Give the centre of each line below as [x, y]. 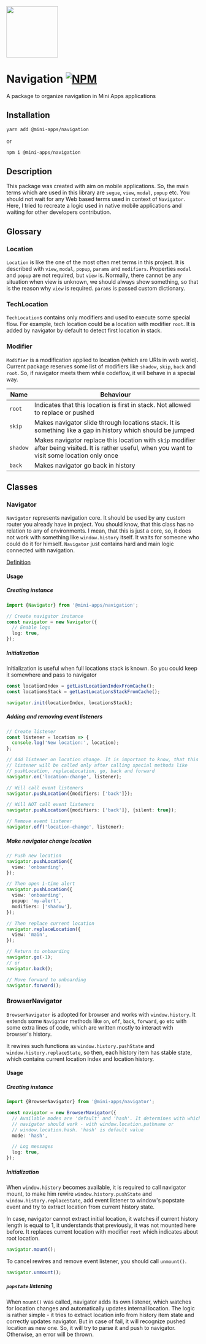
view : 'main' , [30, 935]
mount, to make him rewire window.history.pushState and [79, 1194]
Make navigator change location [49, 841]
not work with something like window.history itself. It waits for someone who [103, 537]
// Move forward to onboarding [46, 980]
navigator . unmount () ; [34, 1272]
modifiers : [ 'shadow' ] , [42, 906]
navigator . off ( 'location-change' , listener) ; [65, 827]
